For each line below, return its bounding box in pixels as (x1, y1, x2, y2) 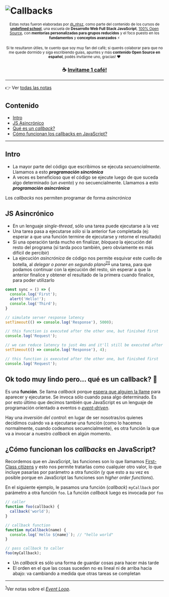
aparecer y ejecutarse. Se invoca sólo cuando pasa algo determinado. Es (5, 394, 157, 400)
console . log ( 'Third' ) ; (10, 301, 57, 306)
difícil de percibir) (12, 250, 49, 256)
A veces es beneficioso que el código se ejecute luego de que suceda (12, 174, 158, 180)
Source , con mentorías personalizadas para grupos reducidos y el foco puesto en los (10, 30, 159, 35)
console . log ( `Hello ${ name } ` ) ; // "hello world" (10, 532, 114, 537)
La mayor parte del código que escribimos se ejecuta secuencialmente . (12, 163, 161, 169)
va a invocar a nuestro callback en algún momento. (5, 430, 112, 436)
